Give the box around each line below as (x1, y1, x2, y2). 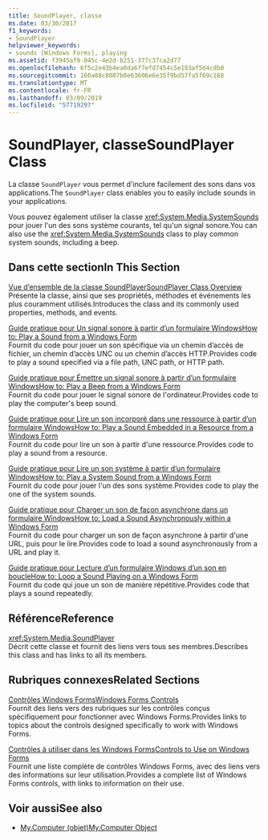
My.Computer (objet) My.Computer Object (19, 823, 158, 833)
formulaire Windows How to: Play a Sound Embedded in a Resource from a (8, 422, 254, 432)
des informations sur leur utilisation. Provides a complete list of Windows (8, 769, 247, 779)
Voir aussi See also (8, 801, 103, 815)
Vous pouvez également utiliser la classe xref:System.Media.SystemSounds (8, 212, 259, 221)
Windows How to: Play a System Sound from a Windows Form (8, 472, 212, 481)
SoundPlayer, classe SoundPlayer (8, 136, 234, 154)
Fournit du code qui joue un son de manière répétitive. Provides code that (8, 579, 250, 590)
